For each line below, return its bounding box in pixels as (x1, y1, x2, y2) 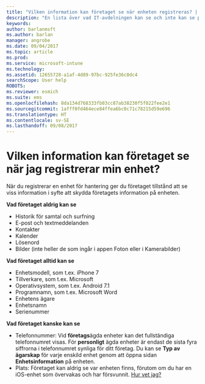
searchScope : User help (6, 77, 67, 83)
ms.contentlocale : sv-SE (6, 117, 70, 123)
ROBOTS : (6, 83, 26, 89)
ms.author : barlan (6, 32, 53, 38)
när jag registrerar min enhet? (6, 162, 160, 176)
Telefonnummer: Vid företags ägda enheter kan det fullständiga (15, 332, 174, 339)
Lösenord (15, 239, 40, 246)
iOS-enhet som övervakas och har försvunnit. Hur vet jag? (15, 371, 162, 378)
